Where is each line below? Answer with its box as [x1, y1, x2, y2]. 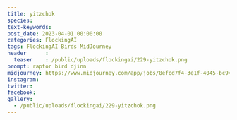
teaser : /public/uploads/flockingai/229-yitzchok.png [13, 56, 188, 64]
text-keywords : [7, 23, 52, 30]
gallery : [7, 96, 33, 103]
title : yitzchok [7, 10, 55, 18]
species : [7, 17, 33, 24]
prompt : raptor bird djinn [7, 63, 87, 70]
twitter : [7, 83, 33, 90]
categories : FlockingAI [7, 37, 78, 44]
